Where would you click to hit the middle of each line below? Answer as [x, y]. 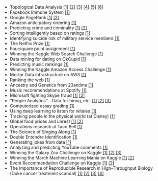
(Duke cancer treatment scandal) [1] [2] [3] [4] [57, 173]
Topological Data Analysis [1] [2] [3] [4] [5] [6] [56, 7]
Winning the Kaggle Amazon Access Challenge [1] [60, 69]
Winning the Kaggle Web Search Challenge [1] [56, 54]
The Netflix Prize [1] [30, 43]
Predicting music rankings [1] [39, 64]
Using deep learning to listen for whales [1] [53, 111]
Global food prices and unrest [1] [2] [46, 121]
